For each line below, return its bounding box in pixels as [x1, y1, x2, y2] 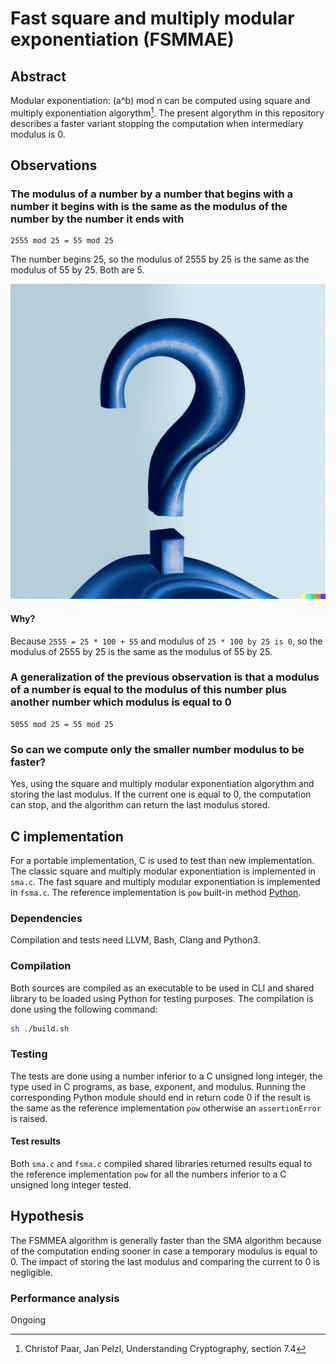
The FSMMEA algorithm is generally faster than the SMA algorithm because [10, 1234, 322, 1246]
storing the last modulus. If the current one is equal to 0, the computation [10, 788, 312, 801]
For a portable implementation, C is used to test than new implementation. [10, 854, 315, 866]
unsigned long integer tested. [10, 1178, 132, 1191]
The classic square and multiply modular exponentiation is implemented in [10, 865, 317, 877]
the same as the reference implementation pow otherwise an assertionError [10, 1102, 322, 1114]
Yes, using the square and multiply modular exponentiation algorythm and [10, 778, 315, 790]
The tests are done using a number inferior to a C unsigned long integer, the [10, 1070, 323, 1082]
